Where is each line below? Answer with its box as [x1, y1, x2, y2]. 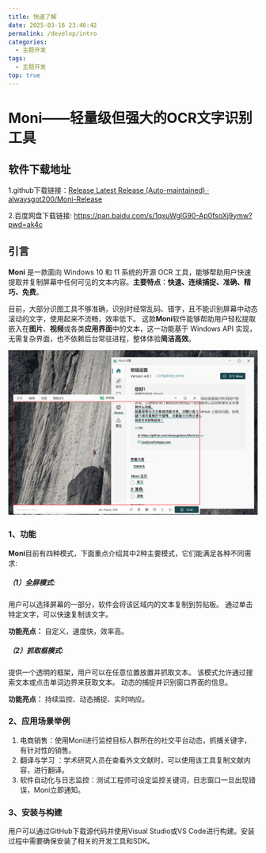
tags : [8, 55, 26, 63]
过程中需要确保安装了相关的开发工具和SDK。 [8, 836, 154, 846]
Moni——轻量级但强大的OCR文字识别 [8, 109, 253, 127]
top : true [8, 71, 41, 79]
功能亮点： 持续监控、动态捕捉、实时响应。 [8, 694, 149, 704]
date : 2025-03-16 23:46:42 [8, 21, 97, 29]
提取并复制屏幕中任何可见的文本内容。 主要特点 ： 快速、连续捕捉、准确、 [8, 277, 244, 286]
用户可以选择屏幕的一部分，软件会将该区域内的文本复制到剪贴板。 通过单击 [8, 599, 253, 609]
